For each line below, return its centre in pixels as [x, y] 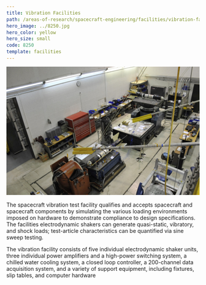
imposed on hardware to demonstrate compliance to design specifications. [101, 218]
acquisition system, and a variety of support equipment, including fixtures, [100, 269]
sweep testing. [25, 237]
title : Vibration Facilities [44, 13]
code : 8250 [20, 45]
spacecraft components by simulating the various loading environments [97, 211]
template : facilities [34, 52]
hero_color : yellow [31, 32]
